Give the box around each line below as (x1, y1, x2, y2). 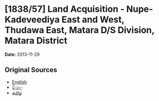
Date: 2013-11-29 (4, 51, 40, 57)
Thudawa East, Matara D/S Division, (4, 25, 155, 36)
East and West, (61, 14, 124, 25)
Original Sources (4, 66, 57, 74)
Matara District (4, 35, 68, 47)
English (11, 79, 27, 85)
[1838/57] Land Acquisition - (4, 3, 124, 15)
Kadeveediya (4, 14, 60, 25)
